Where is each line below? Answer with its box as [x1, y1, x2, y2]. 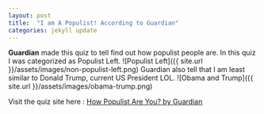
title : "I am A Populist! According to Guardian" [8, 19, 179, 27]
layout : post [8, 11, 52, 20]
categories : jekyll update [8, 26, 98, 34]
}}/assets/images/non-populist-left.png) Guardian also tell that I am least [8, 65, 246, 74]
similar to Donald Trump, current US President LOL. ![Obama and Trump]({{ [8, 73, 254, 83]
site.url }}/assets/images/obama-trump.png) [8, 82, 153, 91]
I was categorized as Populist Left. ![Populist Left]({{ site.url [8, 56, 204, 66]
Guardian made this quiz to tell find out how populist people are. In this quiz [8, 48, 256, 58]
